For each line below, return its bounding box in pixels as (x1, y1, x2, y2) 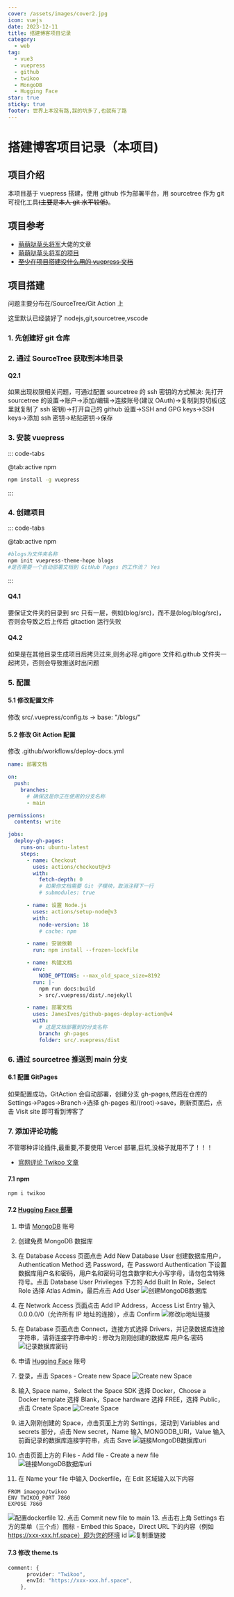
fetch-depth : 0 (38, 876, 83, 883)
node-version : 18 (38, 921, 90, 928)
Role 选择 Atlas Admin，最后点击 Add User (17, 1287, 140, 1295)
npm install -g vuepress (8, 476, 80, 483)
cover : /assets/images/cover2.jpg (8, 10, 108, 17)
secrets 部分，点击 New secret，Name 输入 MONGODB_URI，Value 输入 (17, 1428, 226, 1436)
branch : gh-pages (38, 1030, 90, 1037)
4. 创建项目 (8, 508, 45, 517)
